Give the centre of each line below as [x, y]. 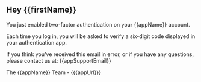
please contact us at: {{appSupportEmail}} [59, 60]
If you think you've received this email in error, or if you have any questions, [100, 54]
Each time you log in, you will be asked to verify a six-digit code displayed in [101, 36]
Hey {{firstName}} [42, 10]
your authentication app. [37, 42]
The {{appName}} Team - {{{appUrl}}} [54, 72]
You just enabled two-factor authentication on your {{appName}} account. [98, 24]
